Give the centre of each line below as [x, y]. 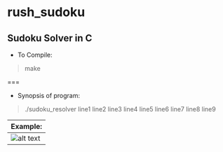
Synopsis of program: [49, 96]
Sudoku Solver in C [50, 38]
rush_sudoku [46, 12]
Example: [27, 126]
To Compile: [35, 55]
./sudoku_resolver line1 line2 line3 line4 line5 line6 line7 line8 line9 [120, 109]
